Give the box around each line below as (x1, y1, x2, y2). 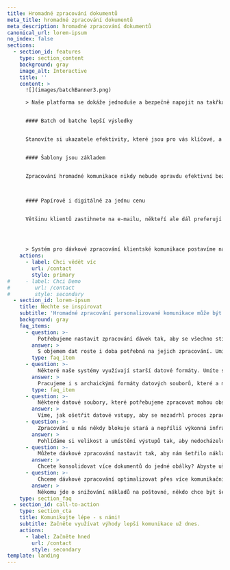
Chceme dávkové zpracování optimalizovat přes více (37, 475, 188, 483)
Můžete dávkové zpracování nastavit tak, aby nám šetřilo (37, 451, 207, 457)
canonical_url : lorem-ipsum (7, 29, 88, 36)
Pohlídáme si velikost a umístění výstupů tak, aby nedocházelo (37, 437, 225, 444)
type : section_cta (19, 508, 72, 515)
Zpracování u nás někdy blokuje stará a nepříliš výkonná (37, 424, 207, 431)
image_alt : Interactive (19, 67, 88, 74)
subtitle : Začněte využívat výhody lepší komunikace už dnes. (19, 521, 201, 527)
